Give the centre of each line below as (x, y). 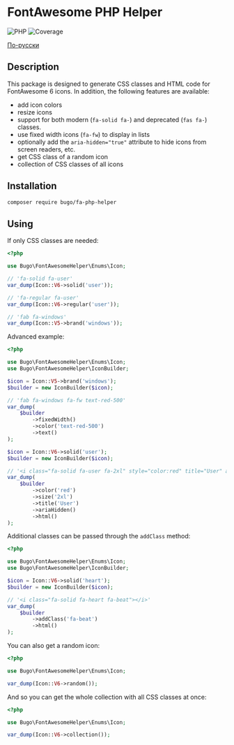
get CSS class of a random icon (63, 156)
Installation (32, 186)
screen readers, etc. (46, 149)
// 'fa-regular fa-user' (43, 297)
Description (33, 67)
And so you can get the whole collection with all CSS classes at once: (107, 697)
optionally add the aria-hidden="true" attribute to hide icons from (112, 142)
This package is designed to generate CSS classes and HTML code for (109, 84)
